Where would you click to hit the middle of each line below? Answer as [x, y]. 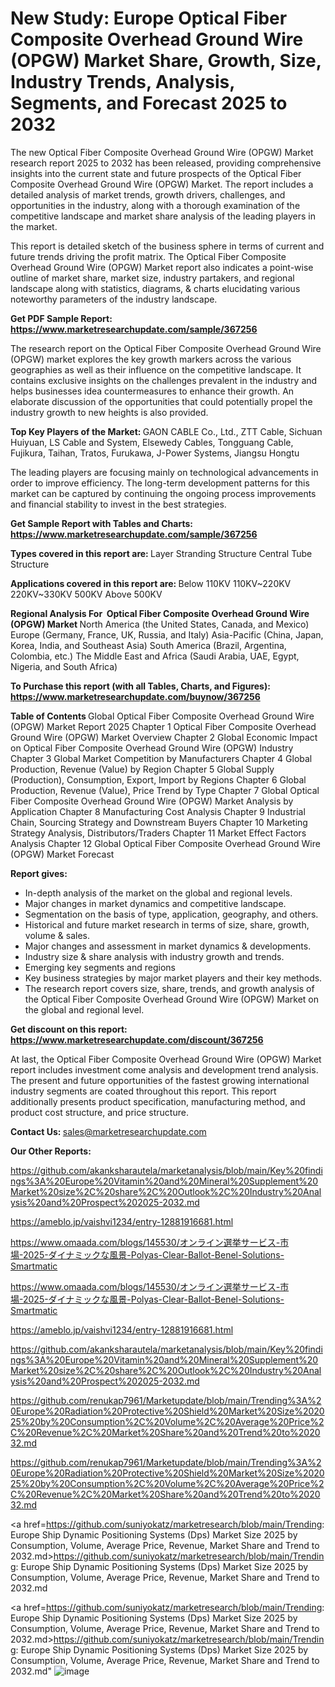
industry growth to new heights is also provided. [109, 412]
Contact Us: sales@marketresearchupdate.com [108, 1131]
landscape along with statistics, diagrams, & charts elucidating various [155, 288]
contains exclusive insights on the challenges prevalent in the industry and [164, 380]
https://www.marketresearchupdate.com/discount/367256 [137, 1039]
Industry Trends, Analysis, [122, 82]
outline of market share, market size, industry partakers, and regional [152, 278]
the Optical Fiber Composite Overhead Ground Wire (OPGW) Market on [172, 999]
